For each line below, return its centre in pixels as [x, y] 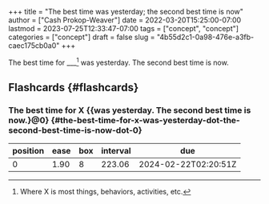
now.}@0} [29, 120]
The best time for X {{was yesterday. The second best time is [130, 110]
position [28, 151]
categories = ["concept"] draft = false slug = [82, 37]
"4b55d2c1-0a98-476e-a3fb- [205, 37]
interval [116, 151]
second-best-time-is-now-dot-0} [75, 130]
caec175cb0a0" [34, 46]
